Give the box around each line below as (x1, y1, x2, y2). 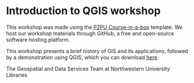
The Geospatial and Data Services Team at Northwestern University (6, 65, 170, 72)
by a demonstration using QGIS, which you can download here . (6, 54, 159, 61)
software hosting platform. (6, 36, 71, 43)
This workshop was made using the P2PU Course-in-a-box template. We (6, 24, 183, 31)
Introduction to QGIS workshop (6, 4, 161, 18)
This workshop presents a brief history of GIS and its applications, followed (6, 47, 188, 54)
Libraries (6, 71, 28, 78)
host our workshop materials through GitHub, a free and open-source (6, 29, 175, 36)
